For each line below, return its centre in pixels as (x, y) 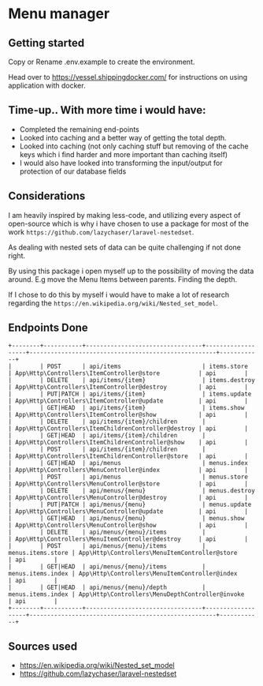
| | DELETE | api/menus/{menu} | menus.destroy (132, 491)
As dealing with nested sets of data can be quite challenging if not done (125, 247)
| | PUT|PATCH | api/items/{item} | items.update (130, 394)
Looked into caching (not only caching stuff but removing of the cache (134, 146)
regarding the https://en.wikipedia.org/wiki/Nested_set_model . (113, 303)
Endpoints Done (48, 328)
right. (17, 255)
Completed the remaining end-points (79, 129)
